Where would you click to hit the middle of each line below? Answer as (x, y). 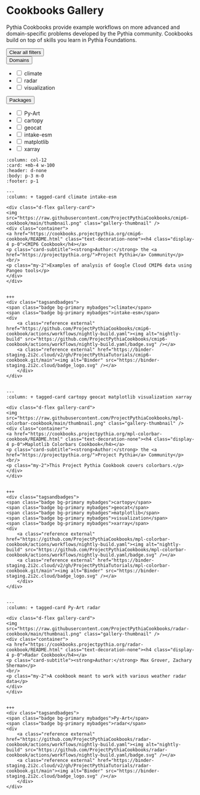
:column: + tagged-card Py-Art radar (53, 608)
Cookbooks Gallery (55, 11)
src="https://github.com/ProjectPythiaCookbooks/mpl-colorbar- (106, 549)
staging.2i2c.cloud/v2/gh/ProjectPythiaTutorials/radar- (79, 766)
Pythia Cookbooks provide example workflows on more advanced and (93, 27)
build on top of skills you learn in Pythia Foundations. (71, 40)
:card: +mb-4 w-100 (31, 165)
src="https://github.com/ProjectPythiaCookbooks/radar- (96, 750)
